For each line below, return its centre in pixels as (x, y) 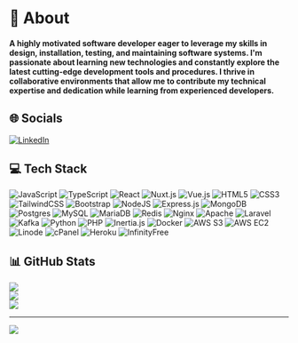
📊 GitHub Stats (52, 261)
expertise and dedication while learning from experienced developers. (142, 90)
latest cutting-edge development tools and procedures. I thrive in (132, 71)
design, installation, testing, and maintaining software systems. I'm (136, 52)
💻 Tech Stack (48, 168)
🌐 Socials (36, 119)
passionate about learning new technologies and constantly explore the (144, 62)
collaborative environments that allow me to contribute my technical (137, 81)
